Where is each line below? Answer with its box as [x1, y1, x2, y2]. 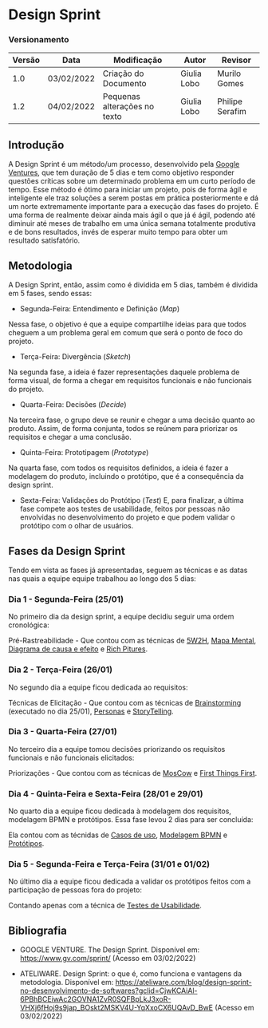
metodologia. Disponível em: [19, 978, 114, 987]
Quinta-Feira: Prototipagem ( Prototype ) [19, 448, 149, 457]
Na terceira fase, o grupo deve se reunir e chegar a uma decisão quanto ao [8, 415, 255, 425]
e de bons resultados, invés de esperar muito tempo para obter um [8, 227, 228, 237]
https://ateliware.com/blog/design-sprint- [115, 978, 253, 987]
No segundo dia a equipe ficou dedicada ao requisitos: [8, 682, 189, 692]
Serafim [216, 106, 247, 117]
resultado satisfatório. [8, 235, 81, 245]
